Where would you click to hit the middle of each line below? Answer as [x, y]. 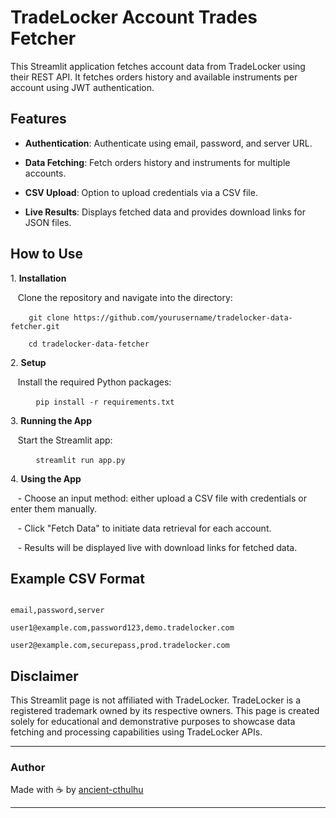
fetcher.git [35, 326]
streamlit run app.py [80, 460]
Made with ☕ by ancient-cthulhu [77, 790]
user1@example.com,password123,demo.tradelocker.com [122, 628]
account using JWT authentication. [82, 87]
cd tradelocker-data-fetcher [89, 344]
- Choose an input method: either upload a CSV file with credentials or [162, 498]
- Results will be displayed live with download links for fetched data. [157, 547]
